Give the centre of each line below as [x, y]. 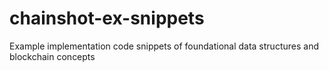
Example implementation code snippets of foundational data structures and [164, 46]
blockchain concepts [52, 56]
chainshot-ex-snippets [107, 18]
